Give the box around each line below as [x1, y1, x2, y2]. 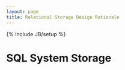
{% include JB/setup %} [6, 30, 66, 37]
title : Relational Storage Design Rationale [6, 14, 120, 20]
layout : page [6, 8, 39, 15]
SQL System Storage [6, 51, 112, 65]
